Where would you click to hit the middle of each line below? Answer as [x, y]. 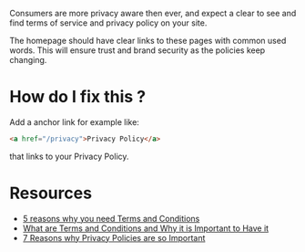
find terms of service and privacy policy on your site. [108, 23]
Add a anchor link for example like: [74, 121]
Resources [51, 193]
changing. [28, 60]
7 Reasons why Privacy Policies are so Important [114, 237]
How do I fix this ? [78, 97]
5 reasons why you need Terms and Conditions [111, 218]
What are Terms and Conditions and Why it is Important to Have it [146, 228]
